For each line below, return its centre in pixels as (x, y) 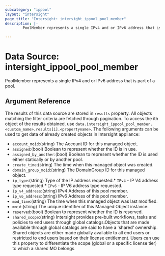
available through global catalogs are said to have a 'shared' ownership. (85, 227)
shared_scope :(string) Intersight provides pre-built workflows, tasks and (84, 217)
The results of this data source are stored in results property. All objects (79, 113)
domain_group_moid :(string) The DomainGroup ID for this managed (79, 170)
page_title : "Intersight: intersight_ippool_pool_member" (66, 19)
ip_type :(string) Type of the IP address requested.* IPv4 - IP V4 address (85, 180)
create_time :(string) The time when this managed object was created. (83, 164)
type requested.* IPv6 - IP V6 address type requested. (67, 186)
